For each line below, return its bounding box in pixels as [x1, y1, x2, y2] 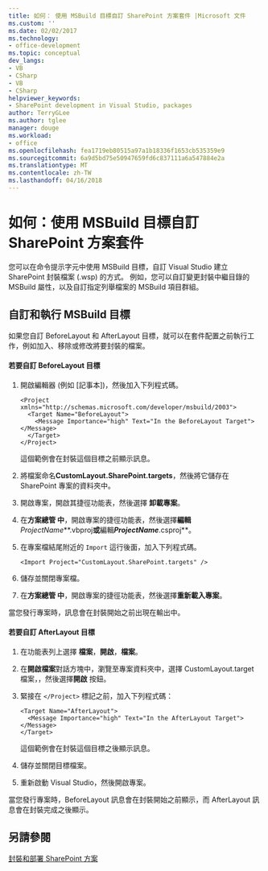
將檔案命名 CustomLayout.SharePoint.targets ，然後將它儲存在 [19, 470, 229, 480]
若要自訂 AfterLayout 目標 [8, 627, 95, 637]
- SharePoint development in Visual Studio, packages [8, 101, 193, 109]
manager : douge [8, 124, 60, 132]
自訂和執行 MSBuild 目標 [8, 308, 130, 322]
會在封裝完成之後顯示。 [14, 805, 93, 815]
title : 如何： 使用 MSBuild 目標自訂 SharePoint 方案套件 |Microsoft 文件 [8, 11, 246, 20]
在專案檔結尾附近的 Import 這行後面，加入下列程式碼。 [19, 542, 201, 551]
